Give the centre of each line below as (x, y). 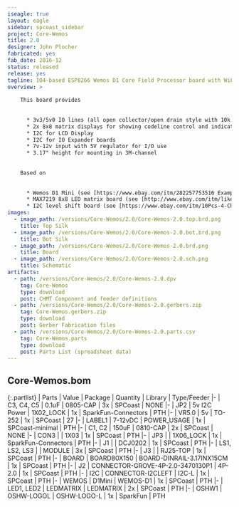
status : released (33, 67)
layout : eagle (28, 21)
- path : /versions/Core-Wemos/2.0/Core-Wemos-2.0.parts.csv (105, 332)
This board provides (51, 100)
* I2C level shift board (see (71, 206)
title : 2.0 (23, 41)
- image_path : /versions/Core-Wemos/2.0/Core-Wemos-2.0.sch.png (111, 259)
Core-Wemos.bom (49, 381)
